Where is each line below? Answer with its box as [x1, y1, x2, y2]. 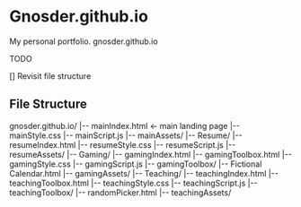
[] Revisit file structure [9, 70, 92, 82]
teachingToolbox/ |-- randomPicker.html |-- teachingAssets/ [9, 186, 232, 198]
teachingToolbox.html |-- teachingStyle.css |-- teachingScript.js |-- [9, 177, 258, 188]
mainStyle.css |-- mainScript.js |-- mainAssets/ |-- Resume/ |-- [9, 130, 243, 141]
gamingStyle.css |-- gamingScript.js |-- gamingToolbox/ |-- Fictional [9, 159, 262, 169]
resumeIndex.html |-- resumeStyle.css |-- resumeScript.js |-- [9, 139, 236, 150]
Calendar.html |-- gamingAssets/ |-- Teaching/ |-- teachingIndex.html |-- [9, 168, 279, 178]
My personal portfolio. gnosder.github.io [9, 36, 159, 47]
